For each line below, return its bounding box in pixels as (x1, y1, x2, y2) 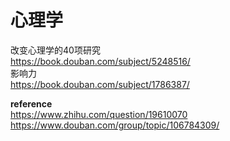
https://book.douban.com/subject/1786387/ (10, 78, 190, 90)
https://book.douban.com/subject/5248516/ (10, 55, 191, 67)
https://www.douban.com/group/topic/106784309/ (10, 119, 220, 131)
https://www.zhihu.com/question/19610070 (10, 108, 188, 120)
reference (10, 97, 53, 110)
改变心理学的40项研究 (10, 44, 101, 56)
